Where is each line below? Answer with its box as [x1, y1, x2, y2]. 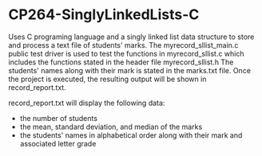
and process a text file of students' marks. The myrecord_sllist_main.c [8, 40, 239, 49]
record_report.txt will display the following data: [8, 98, 165, 107]
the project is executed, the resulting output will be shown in [8, 74, 207, 84]
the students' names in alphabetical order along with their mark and [19, 130, 243, 140]
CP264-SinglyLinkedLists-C [8, 6, 200, 24]
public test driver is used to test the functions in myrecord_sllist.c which [8, 49, 245, 58]
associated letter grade [19, 138, 97, 148]
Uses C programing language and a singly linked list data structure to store [8, 32, 255, 41]
